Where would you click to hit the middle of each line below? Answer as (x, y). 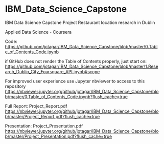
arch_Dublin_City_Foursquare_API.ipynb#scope (53, 71)
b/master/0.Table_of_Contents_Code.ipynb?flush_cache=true (67, 97)
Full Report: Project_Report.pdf (36, 106)
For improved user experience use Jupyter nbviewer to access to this (75, 81)
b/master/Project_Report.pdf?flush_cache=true (53, 116)
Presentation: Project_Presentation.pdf (44, 126)
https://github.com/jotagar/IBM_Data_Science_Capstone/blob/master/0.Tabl (81, 46)
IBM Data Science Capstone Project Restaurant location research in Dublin (80, 22)
